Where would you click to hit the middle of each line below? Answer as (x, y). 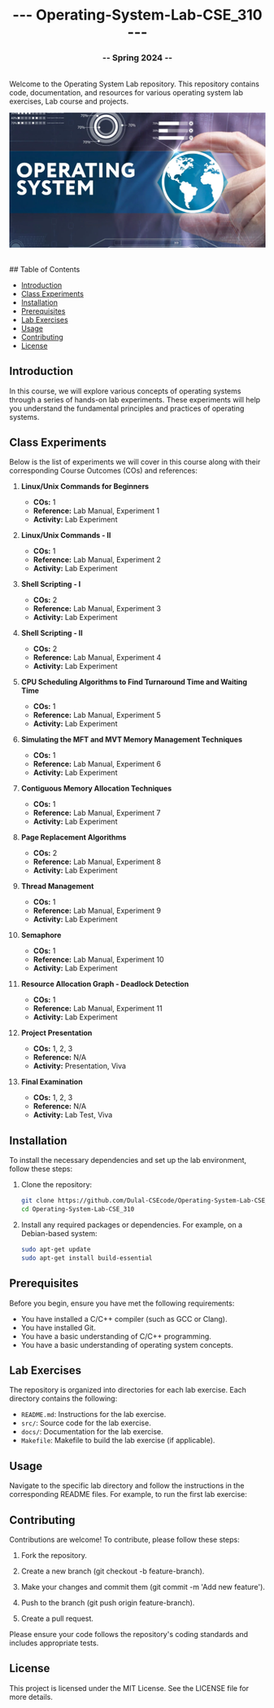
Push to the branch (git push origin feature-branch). (108, 1602)
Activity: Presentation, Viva (80, 1066)
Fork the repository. (54, 1555)
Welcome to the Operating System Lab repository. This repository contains (134, 84)
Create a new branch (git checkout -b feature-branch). (113, 1571)
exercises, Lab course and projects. (69, 101)
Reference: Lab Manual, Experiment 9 (97, 911)
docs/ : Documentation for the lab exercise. (92, 1432)
